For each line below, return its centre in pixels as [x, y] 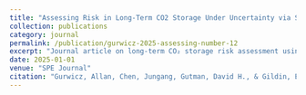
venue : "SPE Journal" [51, 69]
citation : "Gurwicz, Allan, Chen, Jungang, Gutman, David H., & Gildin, [150, 77]
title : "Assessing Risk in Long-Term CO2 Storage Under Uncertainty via [150, 18]
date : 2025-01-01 [42, 60]
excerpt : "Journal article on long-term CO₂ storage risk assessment [144, 52]
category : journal [44, 34]
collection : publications [58, 26]
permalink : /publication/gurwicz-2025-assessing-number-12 [124, 43]
